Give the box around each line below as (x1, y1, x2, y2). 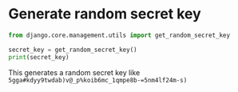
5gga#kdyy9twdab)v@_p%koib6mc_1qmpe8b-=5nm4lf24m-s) (8, 76, 188, 84)
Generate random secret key (8, 5, 201, 23)
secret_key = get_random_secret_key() (8, 46, 137, 54)
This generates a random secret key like (8, 67, 141, 77)
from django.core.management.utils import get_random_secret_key (8, 31, 230, 39)
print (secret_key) (8, 53, 69, 61)
